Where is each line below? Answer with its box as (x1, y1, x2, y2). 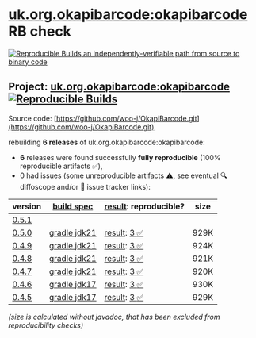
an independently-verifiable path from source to (82, 48, 240, 58)
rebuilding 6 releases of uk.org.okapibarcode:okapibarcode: (8, 137, 205, 147)
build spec (52, 201, 94, 212)
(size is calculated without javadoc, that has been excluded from (8, 312, 220, 321)
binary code (8, 57, 48, 67)
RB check (8, 22, 71, 40)
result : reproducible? (104, 201, 185, 212)
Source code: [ (8, 113, 57, 123)
